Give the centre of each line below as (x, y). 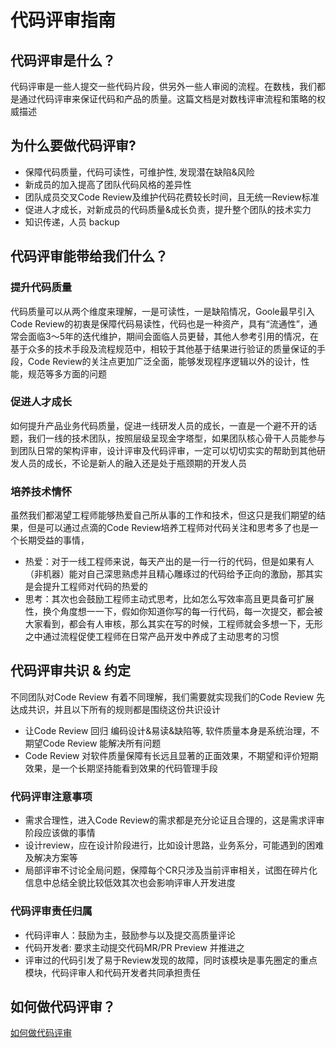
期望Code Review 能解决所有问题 (93, 743)
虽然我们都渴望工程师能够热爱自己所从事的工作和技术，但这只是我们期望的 (163, 515)
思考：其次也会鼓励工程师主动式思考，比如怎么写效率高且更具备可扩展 (169, 599)
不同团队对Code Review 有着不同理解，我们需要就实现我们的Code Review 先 (168, 697)
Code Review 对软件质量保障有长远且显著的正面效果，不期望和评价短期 (171, 755)
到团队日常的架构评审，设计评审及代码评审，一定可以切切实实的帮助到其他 (163, 450)
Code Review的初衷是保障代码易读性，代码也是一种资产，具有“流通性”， (159, 323)
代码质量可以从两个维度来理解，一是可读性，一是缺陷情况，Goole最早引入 (162, 311)
